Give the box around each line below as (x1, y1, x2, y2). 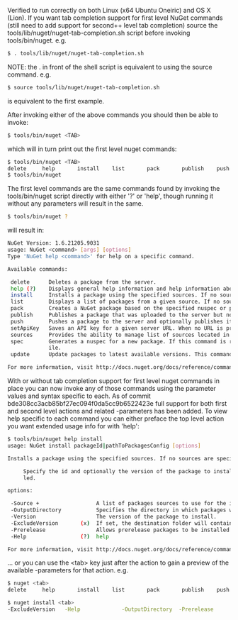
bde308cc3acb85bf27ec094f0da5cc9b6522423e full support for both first (7, 399, 227, 407)
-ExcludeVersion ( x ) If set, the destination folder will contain (10, 519, 233, 527)
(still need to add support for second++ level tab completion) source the (7, 21, 218, 29)
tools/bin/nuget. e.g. (7, 36, 67, 45)
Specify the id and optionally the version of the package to (23, 467, 211, 475)
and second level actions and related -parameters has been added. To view (7, 407, 228, 415)
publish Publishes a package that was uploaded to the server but (10, 311, 223, 319)
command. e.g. (7, 70, 52, 79)
